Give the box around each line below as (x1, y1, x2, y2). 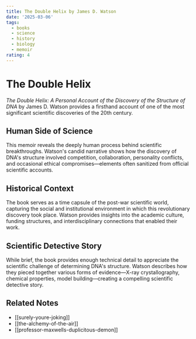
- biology (11, 42, 35, 47)
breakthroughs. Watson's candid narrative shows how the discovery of (6, 148, 177, 155)
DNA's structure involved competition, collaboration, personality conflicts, (6, 154, 184, 161)
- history (11, 36, 35, 42)
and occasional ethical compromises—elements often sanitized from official (6, 160, 189, 167)
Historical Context (6, 183, 74, 193)
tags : (6, 19, 19, 25)
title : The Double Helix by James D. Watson (6, 8, 116, 15)
